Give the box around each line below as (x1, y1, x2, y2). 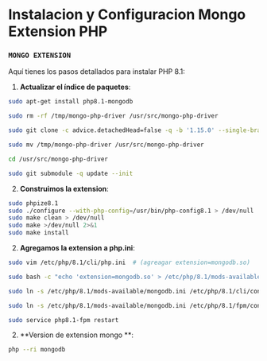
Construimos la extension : (19, 184, 109, 193)
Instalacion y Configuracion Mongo (8, 6, 246, 24)
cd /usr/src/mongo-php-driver (8, 155, 109, 163)
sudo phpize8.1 (8, 199, 59, 208)
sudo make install (8, 229, 69, 237)
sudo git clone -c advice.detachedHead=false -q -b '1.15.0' (8, 126, 215, 134)
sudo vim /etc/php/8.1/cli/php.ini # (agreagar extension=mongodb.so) (8, 258, 250, 267)
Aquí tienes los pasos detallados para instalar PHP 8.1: (8, 67, 185, 76)
